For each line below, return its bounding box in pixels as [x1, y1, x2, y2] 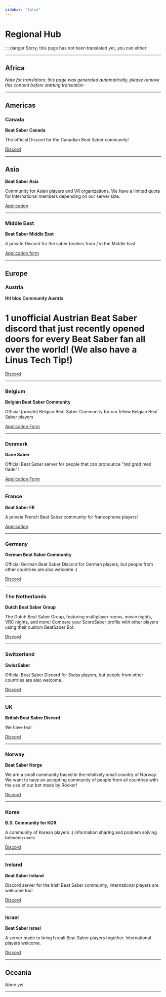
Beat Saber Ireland [5, 872, 44, 878]
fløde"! [5, 467, 19, 473]
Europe [5, 269, 28, 277]
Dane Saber [5, 452, 30, 458]
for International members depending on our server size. [5, 193, 120, 199]
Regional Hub [5, 28, 62, 40]
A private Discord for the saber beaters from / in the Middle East [5, 241, 136, 247]
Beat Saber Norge [5, 762, 42, 768]
